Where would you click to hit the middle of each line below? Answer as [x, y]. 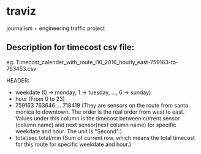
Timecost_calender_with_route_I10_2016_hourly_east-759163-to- [97, 62]
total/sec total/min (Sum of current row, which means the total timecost [105, 137]
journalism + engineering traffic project [56, 28]
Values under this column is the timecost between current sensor [97, 118]
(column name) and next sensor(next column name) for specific [96, 125]
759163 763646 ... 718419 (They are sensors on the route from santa [102, 105]
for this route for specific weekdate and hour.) [73, 144]
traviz [21, 11]
